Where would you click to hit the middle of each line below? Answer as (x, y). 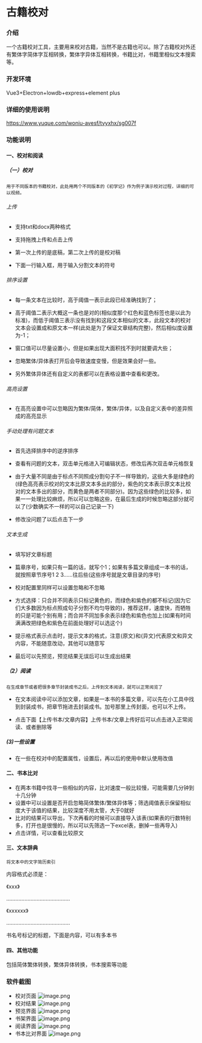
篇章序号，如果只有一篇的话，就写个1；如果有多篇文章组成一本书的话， (103, 567)
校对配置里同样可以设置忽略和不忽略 (60, 587)
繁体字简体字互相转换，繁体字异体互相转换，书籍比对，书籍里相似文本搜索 (103, 54)
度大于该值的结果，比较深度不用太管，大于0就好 (75, 810)
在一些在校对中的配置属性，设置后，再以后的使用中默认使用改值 (94, 758)
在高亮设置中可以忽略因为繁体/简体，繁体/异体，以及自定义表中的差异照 (104, 408)
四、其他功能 (22, 950)
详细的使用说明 (28, 109)
